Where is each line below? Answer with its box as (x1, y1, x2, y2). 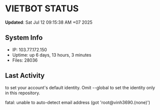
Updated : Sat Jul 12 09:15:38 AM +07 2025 (5, 19, 93, 25)
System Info (5, 34, 43, 42)
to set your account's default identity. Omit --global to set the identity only (5, 84, 156, 90)
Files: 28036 (12, 57, 38, 63)
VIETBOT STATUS (5, 3, 79, 14)
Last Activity (5, 72, 45, 80)
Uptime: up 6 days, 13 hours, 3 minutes (12, 52, 92, 58)
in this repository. (5, 90, 40, 96)
